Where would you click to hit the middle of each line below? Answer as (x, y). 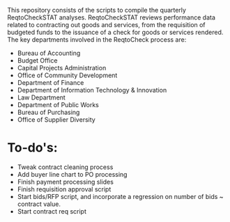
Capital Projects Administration (62, 68)
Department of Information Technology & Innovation (92, 90)
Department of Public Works (58, 105)
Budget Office (37, 61)
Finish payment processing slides (65, 182)
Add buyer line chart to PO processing (72, 174)
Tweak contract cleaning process (65, 167)
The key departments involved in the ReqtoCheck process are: (97, 40)
